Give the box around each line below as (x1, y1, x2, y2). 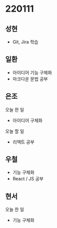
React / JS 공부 (12, 176, 44, 182)
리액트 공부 (12, 139, 35, 145)
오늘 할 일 (5, 128, 24, 134)
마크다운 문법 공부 (12, 75, 48, 82)
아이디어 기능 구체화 (12, 69, 52, 75)
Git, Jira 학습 (12, 39, 39, 45)
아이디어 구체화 (12, 117, 43, 123)
